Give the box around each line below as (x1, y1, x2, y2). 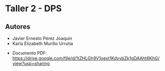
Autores (5, 23, 31, 31)
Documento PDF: (12, 50, 47, 56)
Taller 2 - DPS (5, 3, 62, 14)
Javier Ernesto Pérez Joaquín (12, 35, 72, 41)
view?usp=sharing (12, 61, 50, 66)
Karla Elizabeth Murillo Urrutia (12, 41, 73, 47)
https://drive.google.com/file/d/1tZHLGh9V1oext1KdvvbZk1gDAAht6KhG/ (12, 55, 160, 61)
